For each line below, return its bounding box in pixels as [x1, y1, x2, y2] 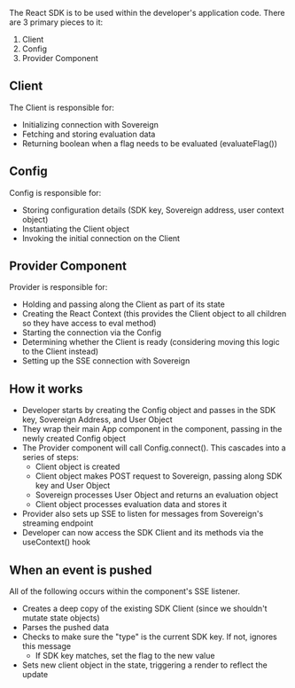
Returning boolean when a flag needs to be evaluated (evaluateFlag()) [21, 137, 277, 149]
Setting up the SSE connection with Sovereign [21, 356, 190, 366]
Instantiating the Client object [21, 223, 130, 234]
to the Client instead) [21, 346, 99, 357]
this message [21, 641, 72, 652]
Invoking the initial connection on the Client [21, 232, 180, 243]
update [21, 669, 49, 680]
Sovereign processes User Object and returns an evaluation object [35, 489, 279, 500]
